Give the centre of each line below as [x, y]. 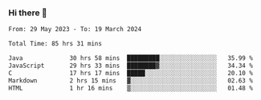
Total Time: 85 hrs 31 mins [55, 44]
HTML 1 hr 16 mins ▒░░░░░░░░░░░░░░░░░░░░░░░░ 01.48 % [130, 88]
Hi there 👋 [28, 13]
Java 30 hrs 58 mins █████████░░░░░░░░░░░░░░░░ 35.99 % [130, 58]
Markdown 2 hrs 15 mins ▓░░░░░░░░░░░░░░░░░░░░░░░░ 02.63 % [130, 80]
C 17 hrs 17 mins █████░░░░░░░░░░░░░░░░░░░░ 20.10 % [130, 73]
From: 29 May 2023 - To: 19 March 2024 [75, 30]
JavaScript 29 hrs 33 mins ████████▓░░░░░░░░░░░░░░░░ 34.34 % [130, 66]
